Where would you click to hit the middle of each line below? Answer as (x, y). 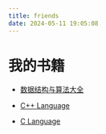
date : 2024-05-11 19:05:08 (53, 23)
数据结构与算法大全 (52, 90)
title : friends (34, 16)
